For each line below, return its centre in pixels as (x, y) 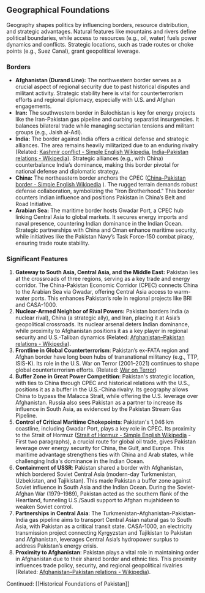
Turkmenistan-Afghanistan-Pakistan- (149, 513)
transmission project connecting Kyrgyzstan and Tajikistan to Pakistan (103, 533)
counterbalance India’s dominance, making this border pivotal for (97, 165)
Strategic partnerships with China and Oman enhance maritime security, (106, 230)
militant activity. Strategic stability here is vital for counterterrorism (99, 93)
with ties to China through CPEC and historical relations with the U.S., (102, 383)
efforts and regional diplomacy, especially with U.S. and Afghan (95, 100)
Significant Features (37, 259)
